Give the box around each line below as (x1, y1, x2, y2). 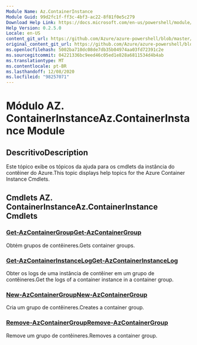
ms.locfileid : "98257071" (6, 74, 69, 80)
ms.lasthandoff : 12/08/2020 (6, 69, 75, 75)
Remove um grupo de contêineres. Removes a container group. (6, 332, 158, 339)
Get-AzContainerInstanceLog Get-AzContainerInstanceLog (6, 256, 178, 265)
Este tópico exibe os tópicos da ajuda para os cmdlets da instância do (6, 163, 175, 170)
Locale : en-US (6, 31, 41, 36)
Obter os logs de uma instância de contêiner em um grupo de (6, 270, 155, 277)
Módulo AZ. (6, 99, 64, 113)
